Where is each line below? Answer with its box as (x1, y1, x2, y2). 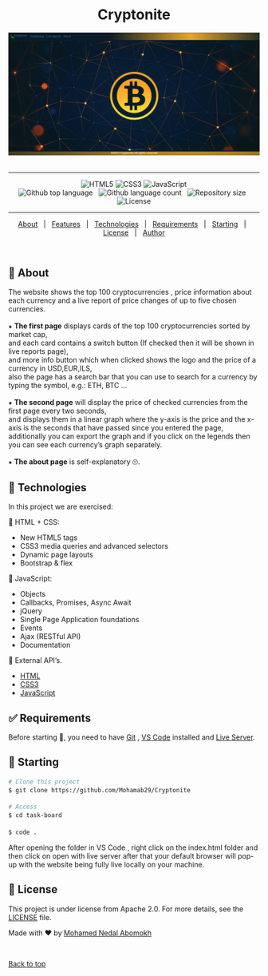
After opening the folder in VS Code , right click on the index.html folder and (8, 843, 258, 852)
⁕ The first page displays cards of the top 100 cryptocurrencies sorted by (8, 321, 250, 331)
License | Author (102, 228, 166, 237)
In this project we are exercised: (8, 502, 113, 512)
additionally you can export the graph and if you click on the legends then (8, 431, 250, 441)
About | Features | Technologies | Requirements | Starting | (18, 219, 246, 228)
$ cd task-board (8, 811, 62, 819)
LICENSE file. (8, 912, 52, 922)
